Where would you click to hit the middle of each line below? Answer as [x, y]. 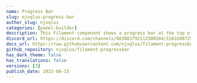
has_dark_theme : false [34, 55]
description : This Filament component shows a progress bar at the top [95, 33]
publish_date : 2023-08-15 [38, 71]
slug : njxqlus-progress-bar [40, 17]
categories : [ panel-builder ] [42, 28]
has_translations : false [36, 60]
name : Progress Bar [30, 11]
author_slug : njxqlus [33, 22]
